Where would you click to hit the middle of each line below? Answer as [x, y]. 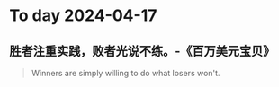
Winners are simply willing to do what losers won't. [126, 73]
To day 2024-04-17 [83, 16]
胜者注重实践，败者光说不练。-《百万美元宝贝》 [142, 51]
